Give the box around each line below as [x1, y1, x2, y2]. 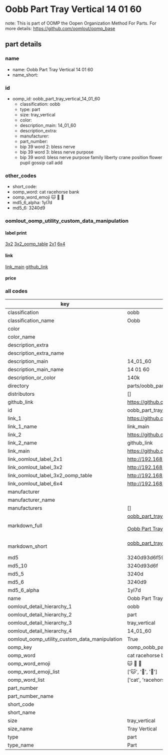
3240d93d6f [127, 562, 158, 569]
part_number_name [7, 693, 53, 700]
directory [7, 382, 29, 389]
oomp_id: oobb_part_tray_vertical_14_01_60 [12, 95, 100, 101]
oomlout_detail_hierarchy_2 [7, 611, 72, 618]
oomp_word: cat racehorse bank [12, 189, 79, 195]
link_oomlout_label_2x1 [7, 456, 63, 463]
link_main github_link [5, 263, 48, 269]
